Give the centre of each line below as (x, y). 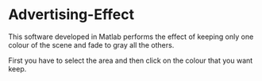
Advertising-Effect (71, 15)
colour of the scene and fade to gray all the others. (91, 44)
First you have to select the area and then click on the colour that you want (131, 60)
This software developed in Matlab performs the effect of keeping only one (131, 37)
